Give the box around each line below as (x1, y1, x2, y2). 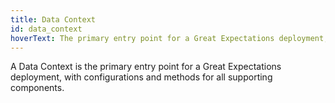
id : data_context (10, 24, 83, 34)
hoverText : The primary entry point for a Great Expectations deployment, (10, 33, 329, 43)
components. (10, 82, 65, 94)
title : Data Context (10, 14, 97, 25)
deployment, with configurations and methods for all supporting (10, 71, 273, 83)
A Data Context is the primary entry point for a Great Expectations (10, 61, 282, 73)
